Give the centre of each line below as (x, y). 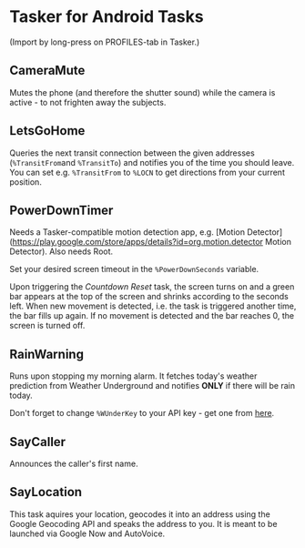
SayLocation (46, 492)
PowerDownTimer (61, 210)
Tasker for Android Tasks (107, 17)
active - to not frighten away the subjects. (88, 102)
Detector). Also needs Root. (61, 251)
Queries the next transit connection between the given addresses (132, 153)
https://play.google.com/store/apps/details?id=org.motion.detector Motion (152, 242)
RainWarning (47, 354)
